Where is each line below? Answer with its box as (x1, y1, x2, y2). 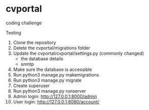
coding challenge (6, 20, 42, 26)
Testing (6, 29, 22, 35)
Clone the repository (13, 39, 56, 46)
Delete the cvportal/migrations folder (13, 45, 91, 51)
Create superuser (13, 82, 50, 89)
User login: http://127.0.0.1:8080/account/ (13, 98, 99, 104)
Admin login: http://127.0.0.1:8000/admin (13, 93, 97, 99)
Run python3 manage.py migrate (13, 77, 82, 83)
